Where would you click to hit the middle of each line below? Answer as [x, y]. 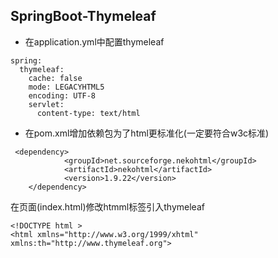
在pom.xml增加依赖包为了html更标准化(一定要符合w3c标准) [147, 133]
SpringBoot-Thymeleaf [83, 16]
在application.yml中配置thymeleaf [94, 41]
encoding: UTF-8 [62, 95]
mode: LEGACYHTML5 [66, 87]
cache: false [55, 78]
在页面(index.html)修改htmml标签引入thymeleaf [107, 206]
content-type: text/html [88, 113]
